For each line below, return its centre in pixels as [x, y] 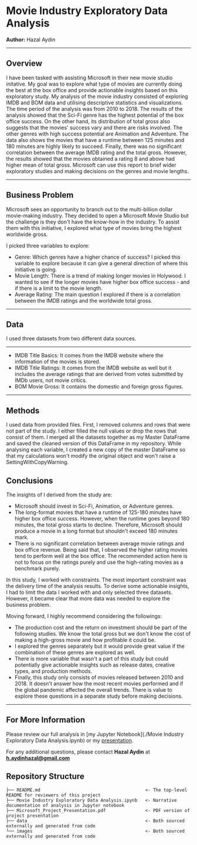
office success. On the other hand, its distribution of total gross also [88, 121]
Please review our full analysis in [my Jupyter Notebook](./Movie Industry [95, 734]
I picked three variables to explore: [48, 245]
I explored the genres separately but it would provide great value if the [99, 646]
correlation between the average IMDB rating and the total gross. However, [96, 152]
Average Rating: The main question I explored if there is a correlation [97, 294]
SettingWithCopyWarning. [38, 462]
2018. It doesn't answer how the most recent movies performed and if [99, 684]
